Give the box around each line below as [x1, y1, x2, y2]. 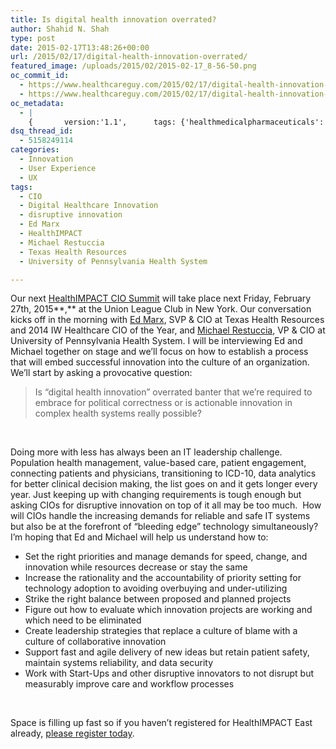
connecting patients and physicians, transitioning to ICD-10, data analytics [10, 467, 317, 480]
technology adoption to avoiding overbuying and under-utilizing [24, 582, 288, 595]
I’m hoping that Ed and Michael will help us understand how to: [10, 531, 269, 543]
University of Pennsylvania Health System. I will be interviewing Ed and [10, 335, 303, 347]
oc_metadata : [10, 98, 65, 108]
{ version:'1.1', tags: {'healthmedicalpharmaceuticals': [28, 117, 325, 127]
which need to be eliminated [24, 614, 142, 626]
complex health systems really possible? [34, 407, 202, 420]
